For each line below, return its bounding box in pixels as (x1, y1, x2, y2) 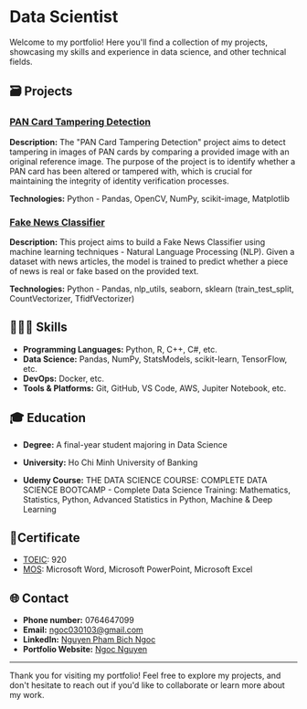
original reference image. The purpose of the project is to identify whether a (9, 155, 296, 166)
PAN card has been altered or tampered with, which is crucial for (9, 165, 253, 176)
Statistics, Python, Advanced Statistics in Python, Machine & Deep (22, 493, 273, 504)
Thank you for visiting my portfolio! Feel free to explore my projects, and (9, 670, 281, 682)
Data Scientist (9, 6, 119, 27)
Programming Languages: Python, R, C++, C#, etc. (22, 344, 217, 354)
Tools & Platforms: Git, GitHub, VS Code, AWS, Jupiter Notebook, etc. (22, 382, 287, 394)
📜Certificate (9, 530, 80, 545)
